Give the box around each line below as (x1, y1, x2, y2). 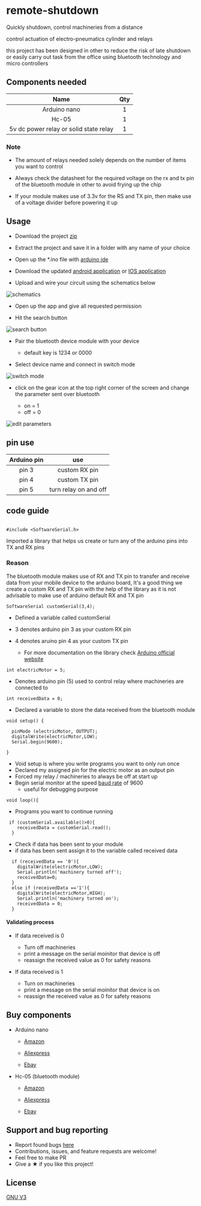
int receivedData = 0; (6, 695, 63, 701)
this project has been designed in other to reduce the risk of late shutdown (6, 46, 191, 54)
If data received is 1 (14, 968, 63, 975)
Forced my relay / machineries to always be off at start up (14, 772, 158, 780)
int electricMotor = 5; (6, 667, 66, 673)
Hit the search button (14, 314, 68, 321)
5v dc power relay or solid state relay (9, 125, 114, 133)
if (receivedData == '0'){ (11, 859, 79, 865)
